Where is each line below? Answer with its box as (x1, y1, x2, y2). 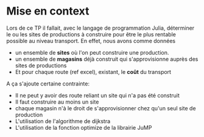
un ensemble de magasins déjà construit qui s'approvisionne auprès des (15, 55, 199, 62)
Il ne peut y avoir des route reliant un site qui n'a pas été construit (15, 92, 180, 99)
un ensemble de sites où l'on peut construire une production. (15, 48, 169, 56)
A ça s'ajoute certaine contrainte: (6, 80, 90, 87)
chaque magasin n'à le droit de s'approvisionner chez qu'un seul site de (15, 104, 196, 112)
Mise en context (6, 4, 90, 18)
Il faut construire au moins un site (15, 98, 99, 105)
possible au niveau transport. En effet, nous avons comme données (6, 37, 175, 44)
